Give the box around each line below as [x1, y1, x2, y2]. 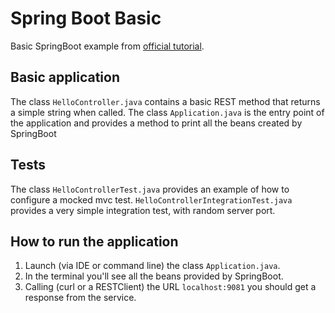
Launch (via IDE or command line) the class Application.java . [24, 260, 281, 272]
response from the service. [24, 292, 137, 304]
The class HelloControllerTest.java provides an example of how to [10, 183, 290, 195]
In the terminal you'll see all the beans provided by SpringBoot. [24, 270, 284, 282]
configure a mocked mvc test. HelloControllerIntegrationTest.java [10, 193, 293, 206]
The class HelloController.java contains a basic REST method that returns [10, 95, 321, 107]
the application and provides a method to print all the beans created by [10, 117, 303, 129]
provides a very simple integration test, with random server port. [10, 204, 276, 216]
